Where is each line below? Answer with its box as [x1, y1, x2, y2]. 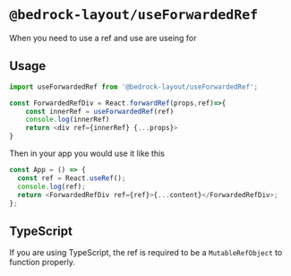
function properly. [9, 257, 76, 268]
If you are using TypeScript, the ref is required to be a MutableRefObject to [9, 247, 283, 258]
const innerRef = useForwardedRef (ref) [25, 107, 175, 116]
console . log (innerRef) [25, 115, 110, 125]
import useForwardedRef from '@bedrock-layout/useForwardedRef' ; [9, 82, 258, 91]
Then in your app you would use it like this [9, 148, 166, 159]
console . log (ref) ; [17, 182, 87, 191]
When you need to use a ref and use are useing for [9, 32, 197, 43]
